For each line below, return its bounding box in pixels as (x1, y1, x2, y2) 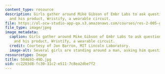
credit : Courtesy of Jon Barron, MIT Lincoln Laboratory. (9, 43, 131, 48)
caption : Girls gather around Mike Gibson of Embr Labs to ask (9, 35, 141, 39)
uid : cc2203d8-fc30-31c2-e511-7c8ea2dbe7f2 (5, 61, 96, 66)
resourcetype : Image (5, 52, 48, 57)
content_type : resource (5, 7, 54, 12)
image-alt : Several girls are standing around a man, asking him (9, 48, 146, 53)
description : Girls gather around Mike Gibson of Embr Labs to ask (5, 12, 146, 17)
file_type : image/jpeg (5, 25, 52, 30)
